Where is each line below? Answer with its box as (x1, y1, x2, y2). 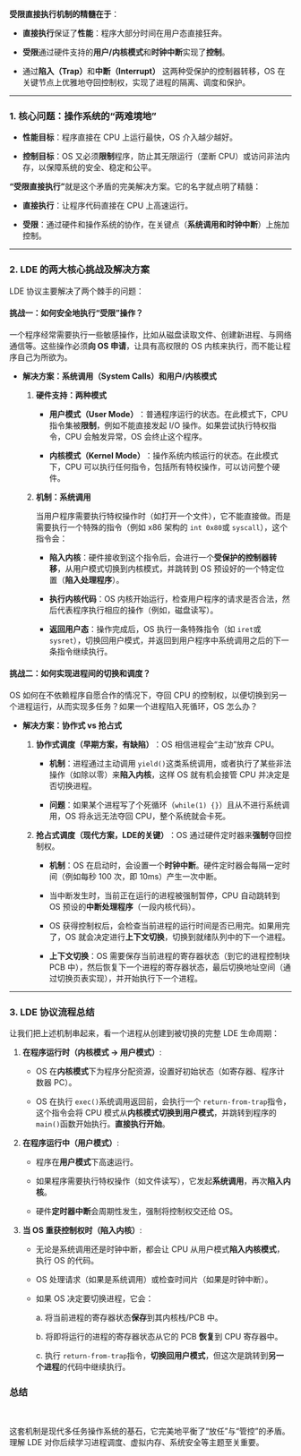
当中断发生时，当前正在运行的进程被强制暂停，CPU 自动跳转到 (48, 890, 280, 901)
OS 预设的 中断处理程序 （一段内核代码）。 (48, 902, 201, 912)
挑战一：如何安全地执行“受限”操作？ (9, 308, 144, 319)
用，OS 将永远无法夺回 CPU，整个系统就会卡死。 (48, 810, 231, 821)
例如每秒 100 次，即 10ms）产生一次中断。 (64, 871, 222, 881)
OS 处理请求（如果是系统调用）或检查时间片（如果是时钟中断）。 (35, 1274, 273, 1285)
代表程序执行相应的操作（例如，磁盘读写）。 (56, 604, 219, 615)
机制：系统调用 (35, 492, 91, 502)
